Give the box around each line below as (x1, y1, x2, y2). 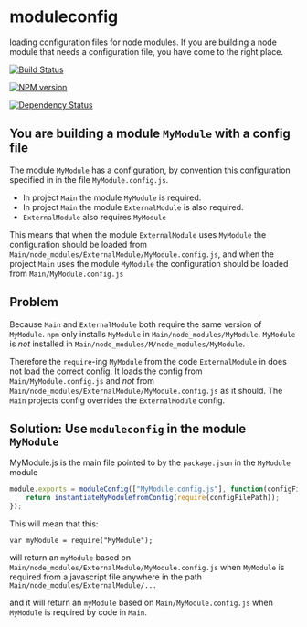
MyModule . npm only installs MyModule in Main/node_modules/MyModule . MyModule (9, 328, 296, 339)
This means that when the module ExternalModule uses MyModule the (9, 228, 267, 239)
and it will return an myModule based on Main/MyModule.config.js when (9, 597, 274, 608)
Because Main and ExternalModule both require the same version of (9, 318, 262, 330)
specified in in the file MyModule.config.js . (9, 174, 169, 185)
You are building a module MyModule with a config (9, 126, 291, 142)
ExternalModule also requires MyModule (22, 211, 167, 222)
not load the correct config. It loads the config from (9, 366, 203, 377)
